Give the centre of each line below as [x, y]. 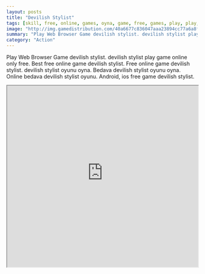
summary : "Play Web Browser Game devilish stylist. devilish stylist [96, 34]
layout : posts [24, 12]
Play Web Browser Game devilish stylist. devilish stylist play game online [97, 57]
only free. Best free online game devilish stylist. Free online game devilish [98, 64]
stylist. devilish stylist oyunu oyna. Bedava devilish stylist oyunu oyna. [93, 70]
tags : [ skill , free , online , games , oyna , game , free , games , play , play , [103, 23]
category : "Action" [31, 40]
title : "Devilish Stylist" [40, 18]
